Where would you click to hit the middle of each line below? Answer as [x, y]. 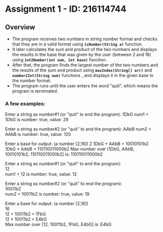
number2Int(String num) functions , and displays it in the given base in [83, 75]
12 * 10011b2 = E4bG [26, 219]
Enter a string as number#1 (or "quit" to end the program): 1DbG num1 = [77, 114]
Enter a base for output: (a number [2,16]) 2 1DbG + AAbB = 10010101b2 [77, 144]
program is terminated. [35, 91]
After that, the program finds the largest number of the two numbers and [85, 65]
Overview [20, 27]
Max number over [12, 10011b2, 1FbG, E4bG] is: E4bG [58, 225]
